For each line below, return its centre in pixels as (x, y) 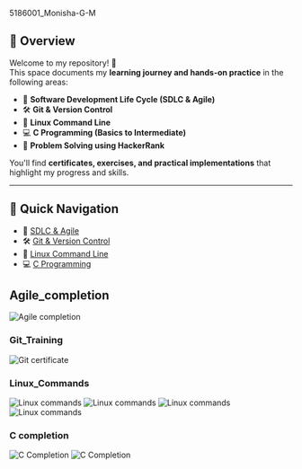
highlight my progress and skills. (69, 172)
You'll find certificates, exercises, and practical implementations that (140, 163)
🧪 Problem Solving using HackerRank (93, 145)
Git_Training (36, 341)
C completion (39, 435)
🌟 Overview (42, 41)
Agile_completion (59, 296)
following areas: (39, 82)
